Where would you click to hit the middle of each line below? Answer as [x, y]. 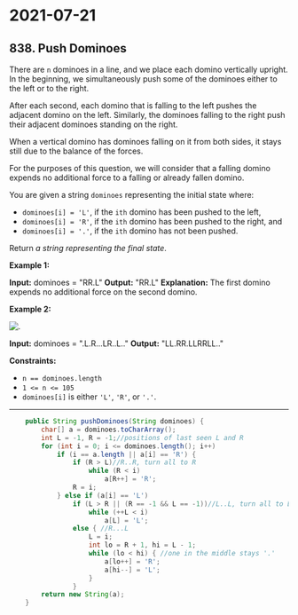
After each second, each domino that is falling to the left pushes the [133, 106]
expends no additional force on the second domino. [103, 292]
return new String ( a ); [83, 595]
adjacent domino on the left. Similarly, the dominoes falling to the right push [147, 115]
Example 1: [30, 265]
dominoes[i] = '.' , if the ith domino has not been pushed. [130, 231]
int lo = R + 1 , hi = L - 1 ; [142, 545]
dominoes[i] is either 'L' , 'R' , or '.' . [89, 397]
